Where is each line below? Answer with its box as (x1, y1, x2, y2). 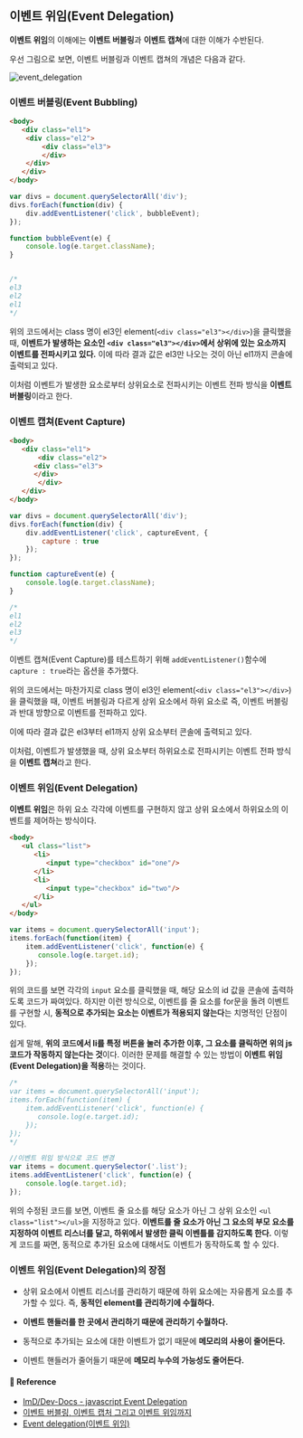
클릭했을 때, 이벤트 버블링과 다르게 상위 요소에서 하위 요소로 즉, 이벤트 (18, 695, 265, 707)
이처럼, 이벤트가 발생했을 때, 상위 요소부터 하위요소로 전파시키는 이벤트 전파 (9, 745, 275, 757)
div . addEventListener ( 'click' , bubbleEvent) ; (25, 209, 201, 218)
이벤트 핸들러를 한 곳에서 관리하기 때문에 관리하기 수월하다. (22, 1317, 229, 1328)
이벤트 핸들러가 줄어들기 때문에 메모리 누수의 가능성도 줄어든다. (22, 1355, 244, 1366)
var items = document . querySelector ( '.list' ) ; (9, 1162, 188, 1171)
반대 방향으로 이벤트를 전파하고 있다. (18, 707, 147, 718)
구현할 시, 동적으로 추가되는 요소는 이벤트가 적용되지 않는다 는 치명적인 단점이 (18, 1008, 288, 1018)
